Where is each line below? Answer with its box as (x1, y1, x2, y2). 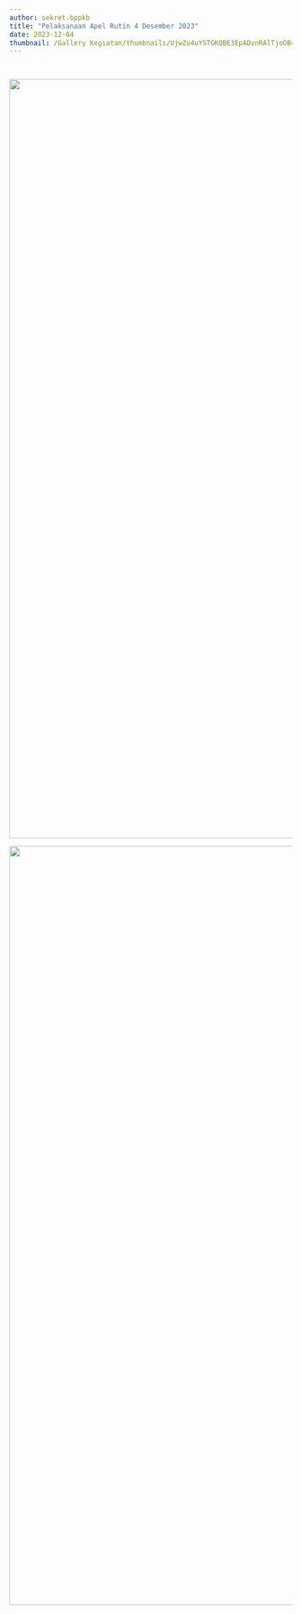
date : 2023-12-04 (9, 30, 75, 39)
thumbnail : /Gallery (9, 38, 87, 48)
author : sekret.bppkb (9, 13, 91, 22)
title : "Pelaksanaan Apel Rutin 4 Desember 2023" (9, 22, 200, 31)
